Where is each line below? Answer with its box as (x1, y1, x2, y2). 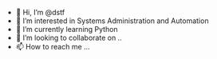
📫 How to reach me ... (15, 42, 90, 51)
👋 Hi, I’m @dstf (15, 8, 65, 17)
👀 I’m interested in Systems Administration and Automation (15, 16, 209, 26)
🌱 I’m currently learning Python (15, 25, 118, 33)
